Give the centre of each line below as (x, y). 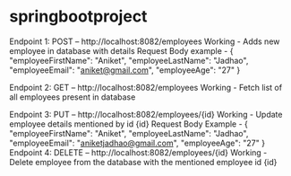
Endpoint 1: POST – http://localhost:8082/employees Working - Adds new (145, 41)
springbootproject (78, 17)
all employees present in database (73, 97)
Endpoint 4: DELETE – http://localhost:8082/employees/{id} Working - (138, 152)
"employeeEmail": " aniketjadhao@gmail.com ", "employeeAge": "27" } (137, 143)
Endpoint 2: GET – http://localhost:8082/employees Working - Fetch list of (146, 87)
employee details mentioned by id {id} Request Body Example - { (129, 124)
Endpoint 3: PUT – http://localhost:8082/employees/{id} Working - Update (146, 114)
